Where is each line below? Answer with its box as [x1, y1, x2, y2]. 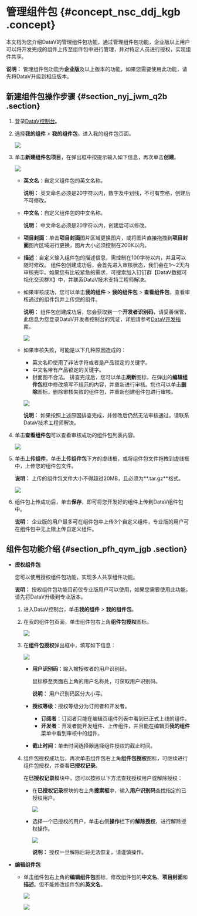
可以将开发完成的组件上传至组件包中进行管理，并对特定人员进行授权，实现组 [6, 45, 191, 53]
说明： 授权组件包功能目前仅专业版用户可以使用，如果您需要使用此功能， [14, 586, 191, 593]
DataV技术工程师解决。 [23, 419, 80, 426]
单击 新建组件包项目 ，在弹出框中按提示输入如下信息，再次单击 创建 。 [14, 153, 179, 160]
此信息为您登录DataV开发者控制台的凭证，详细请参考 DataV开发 [23, 315, 176, 323]
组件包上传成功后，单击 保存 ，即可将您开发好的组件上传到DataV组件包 [14, 498, 184, 505]
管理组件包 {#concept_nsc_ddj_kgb [6, 5, 181, 19]
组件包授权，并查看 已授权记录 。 [23, 762, 101, 769]
